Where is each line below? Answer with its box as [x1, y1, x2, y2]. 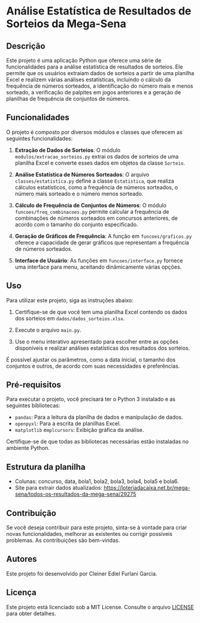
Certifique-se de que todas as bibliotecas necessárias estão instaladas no [6, 438, 189, 445]
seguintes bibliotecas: [6, 402, 60, 409]
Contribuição [6, 508, 57, 518]
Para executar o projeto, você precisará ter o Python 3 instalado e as [6, 395, 175, 403]
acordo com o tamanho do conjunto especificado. [14, 220, 138, 228]
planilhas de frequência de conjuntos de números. [6, 95, 130, 102]
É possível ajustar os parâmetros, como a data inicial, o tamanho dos [6, 356, 175, 363]
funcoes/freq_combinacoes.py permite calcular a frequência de [14, 208, 169, 215]
